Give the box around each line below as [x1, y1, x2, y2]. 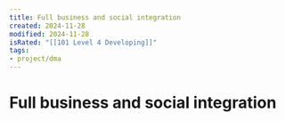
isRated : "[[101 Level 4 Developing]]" [9, 37, 158, 47]
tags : [9, 46, 29, 55]
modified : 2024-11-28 [9, 29, 90, 38]
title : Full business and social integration [9, 12, 181, 22]
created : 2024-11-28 [9, 21, 86, 30]
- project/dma [9, 54, 62, 63]
